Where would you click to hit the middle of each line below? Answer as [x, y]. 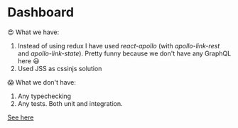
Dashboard [41, 12]
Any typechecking [44, 96]
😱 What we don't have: [42, 82]
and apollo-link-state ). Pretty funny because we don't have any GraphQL [124, 53]
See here [21, 117]
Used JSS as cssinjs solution [60, 68]
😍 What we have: [33, 32]
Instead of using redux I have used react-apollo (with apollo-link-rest [119, 46]
